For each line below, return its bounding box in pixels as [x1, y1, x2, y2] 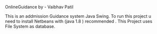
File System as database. [5, 23, 55, 29]
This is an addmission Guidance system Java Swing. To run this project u [5, 13, 152, 19]
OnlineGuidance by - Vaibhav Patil [5, 4, 74, 10]
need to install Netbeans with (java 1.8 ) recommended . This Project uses [5, 19, 153, 24]
